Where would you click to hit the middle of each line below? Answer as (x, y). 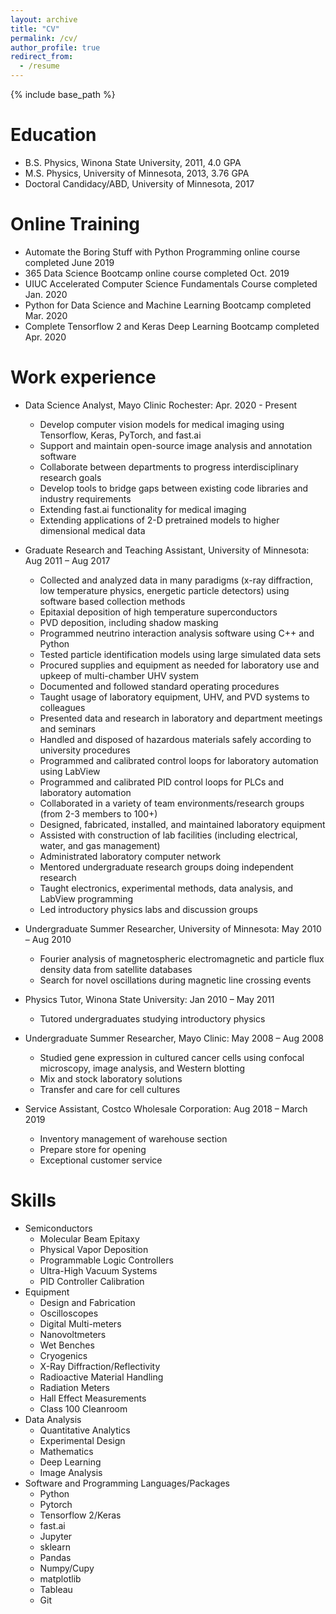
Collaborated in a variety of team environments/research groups (172, 803)
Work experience (83, 377)
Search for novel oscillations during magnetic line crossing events (175, 980)
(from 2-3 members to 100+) (98, 813)
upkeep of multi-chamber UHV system (119, 675)
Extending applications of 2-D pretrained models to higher (159, 520)
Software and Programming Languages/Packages (127, 1483)
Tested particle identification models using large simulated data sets (180, 654)
